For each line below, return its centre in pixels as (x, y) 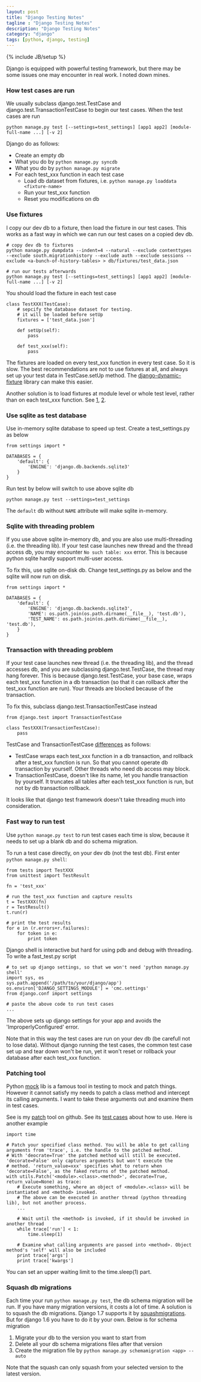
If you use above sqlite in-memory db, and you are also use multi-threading (99, 539)
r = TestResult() (28, 907)
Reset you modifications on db (61, 199)
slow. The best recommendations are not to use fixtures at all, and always (97, 369)
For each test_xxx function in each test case (69, 174)
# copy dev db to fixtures (40, 245)
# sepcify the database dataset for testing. (75, 309)
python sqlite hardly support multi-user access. (65, 558)
